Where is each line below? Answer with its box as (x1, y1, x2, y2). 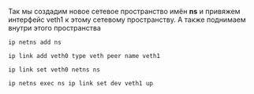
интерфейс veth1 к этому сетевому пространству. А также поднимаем (8, 15, 246, 24)
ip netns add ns (8, 38, 62, 46)
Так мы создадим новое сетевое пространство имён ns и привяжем (8, 7, 241, 16)
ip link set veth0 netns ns (8, 66, 101, 74)
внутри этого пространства (8, 23, 101, 32)
